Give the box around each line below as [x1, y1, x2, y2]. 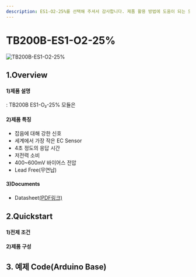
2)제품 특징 [6, 115, 32, 123]
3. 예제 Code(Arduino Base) [6, 262, 107, 272]
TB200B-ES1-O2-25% [6, 33, 116, 47]
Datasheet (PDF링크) [14, 194, 63, 201]
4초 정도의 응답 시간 [14, 145, 60, 152]
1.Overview [6, 70, 48, 80]
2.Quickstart [6, 211, 53, 221]
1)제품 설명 [6, 87, 31, 94]
